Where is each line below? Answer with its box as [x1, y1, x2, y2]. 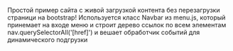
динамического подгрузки [7, 36, 88, 44]
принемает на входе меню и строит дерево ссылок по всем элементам [7, 21, 227, 29]
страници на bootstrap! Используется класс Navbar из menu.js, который [7, 13, 226, 22]
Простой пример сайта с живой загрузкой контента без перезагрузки [7, 6, 220, 14]
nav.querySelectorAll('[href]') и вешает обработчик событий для [7, 28, 200, 36]
